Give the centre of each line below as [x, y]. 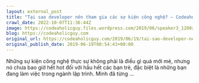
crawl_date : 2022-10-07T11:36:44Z [49, 22]
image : [14, 28]
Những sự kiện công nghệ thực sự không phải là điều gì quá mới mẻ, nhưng [98, 61]
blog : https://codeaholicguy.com [47, 34]
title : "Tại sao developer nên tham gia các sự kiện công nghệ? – [90, 17]
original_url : [24, 39]
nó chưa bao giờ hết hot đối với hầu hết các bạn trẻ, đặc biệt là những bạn [97, 67]
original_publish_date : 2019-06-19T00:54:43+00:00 [70, 45]
